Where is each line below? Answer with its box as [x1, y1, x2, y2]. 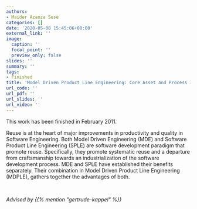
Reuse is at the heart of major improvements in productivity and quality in [6, 129, 184, 136]
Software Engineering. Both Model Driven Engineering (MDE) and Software [6, 135, 187, 142]
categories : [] [6, 19, 43, 25]
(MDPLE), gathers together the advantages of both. [6, 173, 130, 180]
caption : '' [11, 42, 41, 48]
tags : [6, 69, 19, 75]
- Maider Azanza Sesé [6, 14, 59, 20]
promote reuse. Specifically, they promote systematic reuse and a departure [6, 148, 191, 155]
